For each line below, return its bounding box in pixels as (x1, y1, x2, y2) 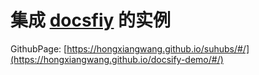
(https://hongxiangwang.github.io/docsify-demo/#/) (10, 53, 224, 65)
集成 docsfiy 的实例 (10, 9, 172, 32)
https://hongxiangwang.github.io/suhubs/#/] (66, 42, 250, 55)
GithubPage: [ (10, 42, 68, 55)
